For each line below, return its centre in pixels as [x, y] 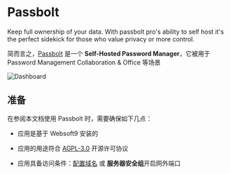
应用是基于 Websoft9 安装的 [58, 133]
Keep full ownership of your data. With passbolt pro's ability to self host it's [115, 32]
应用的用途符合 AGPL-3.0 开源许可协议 [73, 148]
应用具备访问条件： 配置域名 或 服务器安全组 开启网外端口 [99, 163]
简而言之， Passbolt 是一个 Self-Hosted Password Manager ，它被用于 [109, 53]
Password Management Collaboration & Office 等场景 [84, 62]
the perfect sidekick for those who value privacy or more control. [101, 39]
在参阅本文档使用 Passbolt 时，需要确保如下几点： [80, 118]
